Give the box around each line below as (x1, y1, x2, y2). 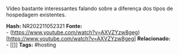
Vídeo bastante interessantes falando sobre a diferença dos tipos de (6, 5, 173, 12)
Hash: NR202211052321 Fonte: (6, 23, 82, 29)
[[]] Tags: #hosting (9, 41, 56, 48)
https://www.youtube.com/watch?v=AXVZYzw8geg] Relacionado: (8, 35, 171, 42)
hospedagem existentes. (6, 11, 66, 18)
